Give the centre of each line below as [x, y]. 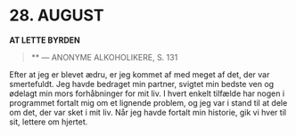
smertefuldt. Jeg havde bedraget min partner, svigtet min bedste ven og [142, 84]
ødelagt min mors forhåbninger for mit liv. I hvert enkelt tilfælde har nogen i [147, 93]
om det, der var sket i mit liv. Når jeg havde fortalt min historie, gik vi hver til [148, 112]
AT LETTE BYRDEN [45, 40]
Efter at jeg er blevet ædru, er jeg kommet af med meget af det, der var [140, 74]
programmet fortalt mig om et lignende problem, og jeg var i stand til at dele [148, 102]
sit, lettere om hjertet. [49, 122]
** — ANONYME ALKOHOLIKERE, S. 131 [104, 57]
